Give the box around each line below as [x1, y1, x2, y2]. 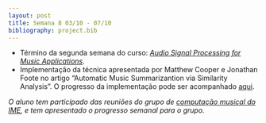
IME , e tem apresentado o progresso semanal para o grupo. [8, 106, 205, 115]
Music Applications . [19, 56, 85, 66]
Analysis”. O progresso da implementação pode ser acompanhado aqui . [19, 82, 256, 91]
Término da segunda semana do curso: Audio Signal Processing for [19, 48, 241, 58]
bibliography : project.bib [8, 26, 98, 34]
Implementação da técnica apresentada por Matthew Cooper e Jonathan [19, 65, 258, 75]
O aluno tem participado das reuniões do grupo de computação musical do [8, 97, 256, 107]
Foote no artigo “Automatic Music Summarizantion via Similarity [19, 73, 228, 83]
